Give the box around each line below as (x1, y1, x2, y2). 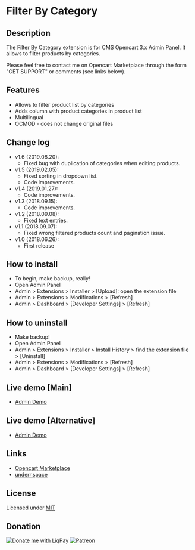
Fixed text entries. (23, 217, 68, 224)
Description (6, 28, 51, 38)
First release (23, 242, 55, 249)
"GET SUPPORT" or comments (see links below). (6, 68, 126, 75)
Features (6, 85, 40, 95)
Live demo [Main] (6, 382, 73, 393)
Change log (6, 137, 50, 147)
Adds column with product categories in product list (14, 107, 143, 115)
